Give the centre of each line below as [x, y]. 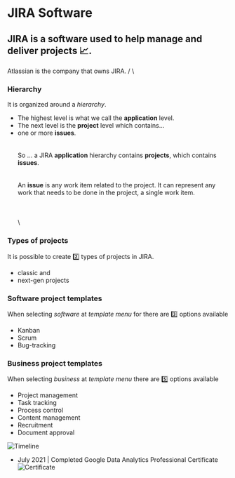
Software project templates [55, 298]
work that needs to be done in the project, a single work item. [106, 193]
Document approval [46, 432]
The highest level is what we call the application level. [96, 118]
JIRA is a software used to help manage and [105, 39]
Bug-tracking [36, 345]
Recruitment [35, 425]
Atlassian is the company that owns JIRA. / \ [71, 71]
